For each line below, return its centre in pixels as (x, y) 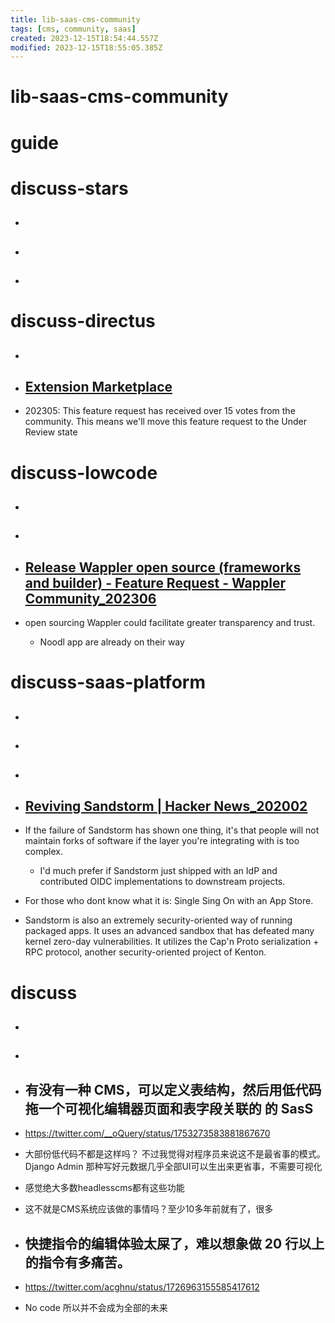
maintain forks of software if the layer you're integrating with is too (162, 841)
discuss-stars (69, 188)
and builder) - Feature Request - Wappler (155, 582)
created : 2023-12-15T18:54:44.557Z (84, 38)
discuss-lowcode (84, 472)
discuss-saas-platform (108, 682)
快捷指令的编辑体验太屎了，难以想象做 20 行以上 (174, 1243)
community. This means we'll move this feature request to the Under (165, 422)
